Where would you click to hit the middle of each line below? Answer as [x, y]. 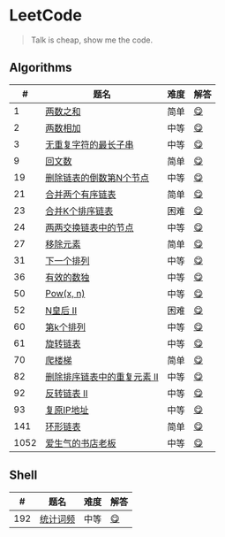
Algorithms [41, 68]
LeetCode [45, 15]
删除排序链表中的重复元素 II [102, 377]
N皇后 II [61, 311]
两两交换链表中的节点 [90, 227]
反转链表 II [67, 393]
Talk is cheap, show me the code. [92, 40]
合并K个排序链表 [79, 211]
